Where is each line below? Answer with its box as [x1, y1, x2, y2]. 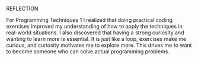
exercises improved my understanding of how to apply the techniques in [6, 23, 183, 30]
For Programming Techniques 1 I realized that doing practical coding [6, 17, 173, 23]
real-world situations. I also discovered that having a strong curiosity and [6, 29, 184, 36]
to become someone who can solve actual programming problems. [6, 48, 170, 55]
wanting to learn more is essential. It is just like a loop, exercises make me [6, 36, 187, 42]
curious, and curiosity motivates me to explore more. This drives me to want [6, 41, 192, 49]
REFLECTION [6, 5, 39, 12]
